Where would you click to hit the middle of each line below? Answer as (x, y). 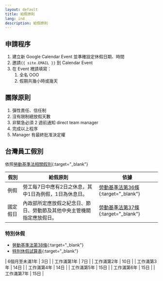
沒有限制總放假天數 (31, 116)
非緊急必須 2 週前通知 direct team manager (55, 123)
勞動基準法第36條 (119, 187)
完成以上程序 (25, 128)
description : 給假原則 (26, 23)
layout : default (21, 9)
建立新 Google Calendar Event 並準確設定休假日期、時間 (68, 57)
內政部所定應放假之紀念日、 (54, 203)
